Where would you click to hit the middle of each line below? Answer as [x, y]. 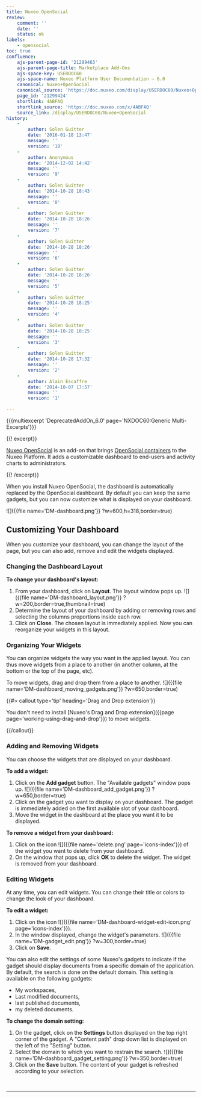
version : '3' [44, 342]
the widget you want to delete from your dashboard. [79, 850]
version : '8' [44, 202]
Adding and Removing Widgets [53, 746]
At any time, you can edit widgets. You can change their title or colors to [96, 892]
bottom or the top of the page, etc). [50, 671]
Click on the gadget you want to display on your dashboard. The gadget [104, 802]
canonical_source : [40, 90]
